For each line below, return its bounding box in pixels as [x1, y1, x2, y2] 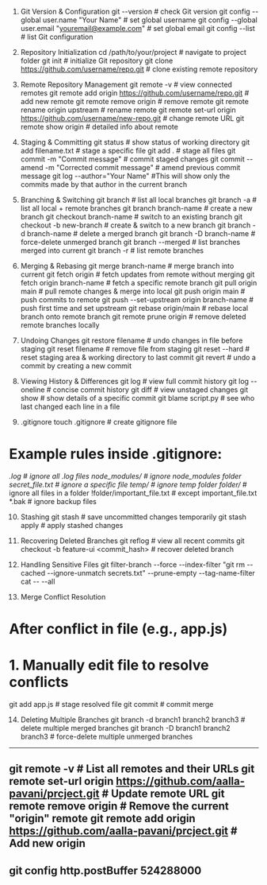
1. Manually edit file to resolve [9, 656, 209, 674]
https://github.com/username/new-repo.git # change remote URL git [20, 114, 245, 122]
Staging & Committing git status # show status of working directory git [20, 138, 250, 146]
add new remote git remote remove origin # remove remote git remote [20, 97, 249, 106]
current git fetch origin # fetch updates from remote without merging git [20, 270, 255, 279]
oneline [20, 385, 45, 394]
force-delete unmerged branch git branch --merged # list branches [20, 238, 241, 246]
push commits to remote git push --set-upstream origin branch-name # [20, 295, 254, 305]
